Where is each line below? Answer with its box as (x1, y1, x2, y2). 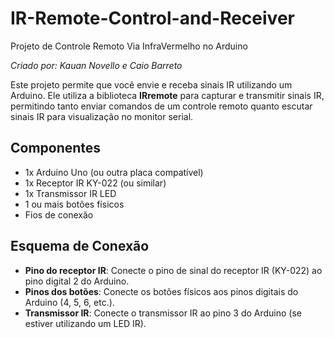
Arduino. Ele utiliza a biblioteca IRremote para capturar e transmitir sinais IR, (10, 89, 325, 101)
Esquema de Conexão (10, 238, 150, 255)
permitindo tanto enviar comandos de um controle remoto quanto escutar (10, 100, 313, 112)
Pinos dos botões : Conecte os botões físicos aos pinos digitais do (24, 285, 299, 297)
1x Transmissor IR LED (24, 187, 117, 199)
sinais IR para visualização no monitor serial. (10, 110, 194, 122)
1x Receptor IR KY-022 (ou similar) (24, 177, 167, 189)
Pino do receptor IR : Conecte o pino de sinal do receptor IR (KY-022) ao (24, 264, 323, 276)
